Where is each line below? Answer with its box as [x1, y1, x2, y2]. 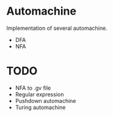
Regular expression [15, 90, 64, 98]
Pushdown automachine [15, 97, 76, 104]
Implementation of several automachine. [6, 24, 108, 32]
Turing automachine [15, 104, 66, 111]
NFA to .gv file [15, 84, 51, 91]
